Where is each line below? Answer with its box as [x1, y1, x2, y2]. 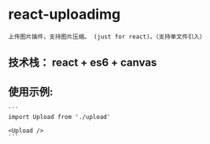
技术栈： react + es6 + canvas [8, 56, 157, 70]
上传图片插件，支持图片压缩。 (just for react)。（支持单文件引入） [8, 33, 206, 41]
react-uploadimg [8, 5, 121, 23]
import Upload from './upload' [8, 113, 111, 121]
